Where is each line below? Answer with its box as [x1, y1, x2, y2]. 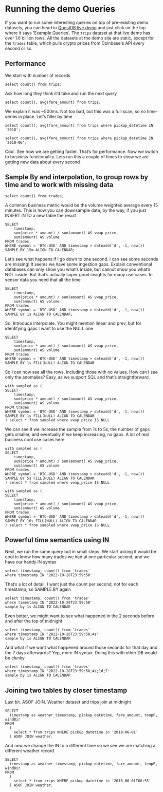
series [5, 113, 18, 119]
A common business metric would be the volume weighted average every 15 [5, 202, 158, 208]
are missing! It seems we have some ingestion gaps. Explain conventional [5, 261, 152, 267]
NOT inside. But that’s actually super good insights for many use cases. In [5, 271, 153, 277]
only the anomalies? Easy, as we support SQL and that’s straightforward [5, 374, 149, 380]
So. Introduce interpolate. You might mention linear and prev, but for [5, 320, 142, 326]
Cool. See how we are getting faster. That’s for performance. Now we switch [5, 149, 158, 154]
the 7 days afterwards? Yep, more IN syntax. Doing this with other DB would [5, 650, 157, 656]
